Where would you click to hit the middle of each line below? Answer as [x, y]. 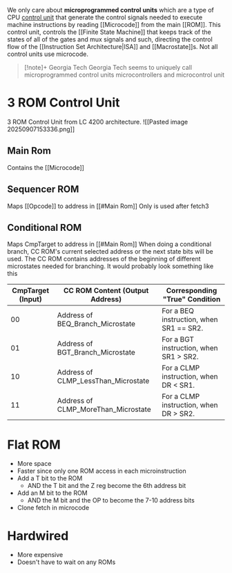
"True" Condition [192, 299]
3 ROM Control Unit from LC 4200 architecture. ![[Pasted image [98, 122]
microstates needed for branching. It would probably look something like [110, 266]
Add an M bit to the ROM [52, 493]
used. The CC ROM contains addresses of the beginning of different [104, 259]
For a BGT [178, 339]
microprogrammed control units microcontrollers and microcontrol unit [124, 75]
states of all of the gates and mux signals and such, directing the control [110, 39]
